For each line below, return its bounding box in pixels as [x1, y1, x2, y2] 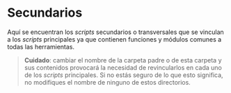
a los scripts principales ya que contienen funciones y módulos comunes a [7, 35, 222, 43]
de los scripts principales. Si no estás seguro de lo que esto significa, [24, 71, 224, 79]
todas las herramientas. [7, 42, 75, 51]
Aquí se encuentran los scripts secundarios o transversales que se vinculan [7, 28, 224, 36]
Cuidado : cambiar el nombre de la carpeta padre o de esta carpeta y [24, 56, 222, 64]
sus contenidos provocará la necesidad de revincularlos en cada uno [24, 63, 223, 71]
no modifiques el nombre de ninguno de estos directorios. [24, 78, 191, 86]
